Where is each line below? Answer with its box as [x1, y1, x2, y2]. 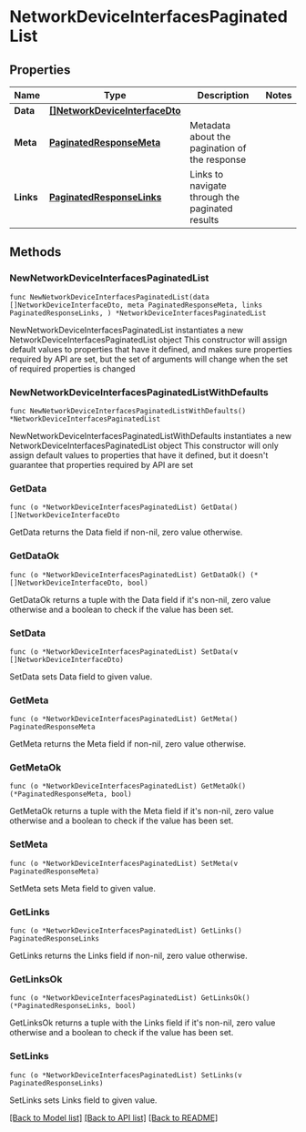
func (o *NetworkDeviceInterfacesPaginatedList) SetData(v [9, 647, 239, 657]
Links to [189, 168, 224, 180]
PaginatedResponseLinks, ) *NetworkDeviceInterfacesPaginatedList [9, 308, 267, 318]
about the [189, 130, 231, 143]
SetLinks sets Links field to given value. [9, 1095, 158, 1106]
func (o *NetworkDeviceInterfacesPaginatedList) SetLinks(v [9, 1070, 243, 1080]
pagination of [189, 142, 247, 154]
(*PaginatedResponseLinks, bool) [9, 1002, 137, 1011]
